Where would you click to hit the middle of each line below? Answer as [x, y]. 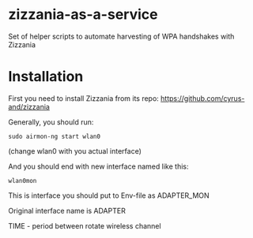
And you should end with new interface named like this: [98, 166]
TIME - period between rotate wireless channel [85, 225]
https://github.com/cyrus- [203, 98]
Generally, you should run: [51, 122]
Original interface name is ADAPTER [67, 210]
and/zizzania [29, 106]
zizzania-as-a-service [83, 15]
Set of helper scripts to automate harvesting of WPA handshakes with [121, 36]
